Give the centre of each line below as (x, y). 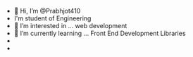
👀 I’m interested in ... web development (70, 26)
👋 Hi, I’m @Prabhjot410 (47, 11)
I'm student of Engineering (52, 18)
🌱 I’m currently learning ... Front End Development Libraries (100, 33)
